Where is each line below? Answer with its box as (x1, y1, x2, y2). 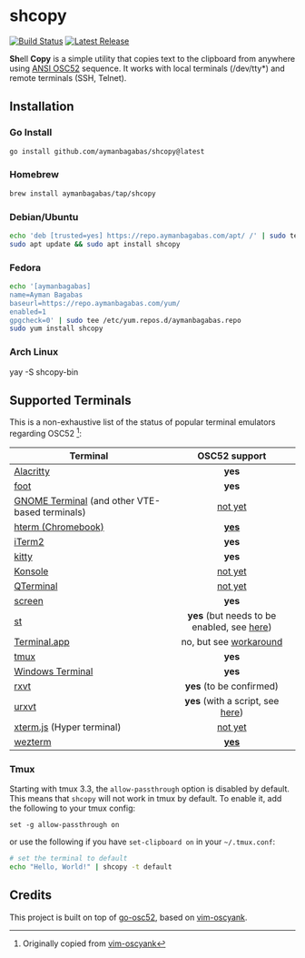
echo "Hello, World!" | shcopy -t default (9, 862, 172, 872)
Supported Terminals (9, 392, 132, 408)
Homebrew (9, 168, 59, 181)
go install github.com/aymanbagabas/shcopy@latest (9, 146, 205, 156)
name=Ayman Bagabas (9, 290, 84, 299)
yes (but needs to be (187, 610, 277, 622)
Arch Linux (9, 346, 59, 358)
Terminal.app (14, 636, 70, 649)
